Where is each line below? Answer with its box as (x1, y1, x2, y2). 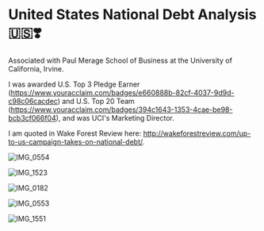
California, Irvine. (8, 64, 64, 73)
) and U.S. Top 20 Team (57, 96, 135, 106)
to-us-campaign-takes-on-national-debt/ (8, 137, 143, 146)
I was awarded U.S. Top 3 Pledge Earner (8, 79, 140, 89)
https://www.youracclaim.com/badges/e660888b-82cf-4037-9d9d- (10, 87, 235, 97)
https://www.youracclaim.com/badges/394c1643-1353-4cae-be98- (10, 105, 233, 114)
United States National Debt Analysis (8, 6, 257, 24)
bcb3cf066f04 (8, 113, 57, 122)
